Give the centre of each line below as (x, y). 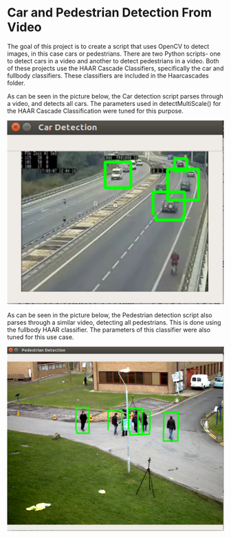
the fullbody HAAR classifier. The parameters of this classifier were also (109, 330)
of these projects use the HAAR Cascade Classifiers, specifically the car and (115, 68)
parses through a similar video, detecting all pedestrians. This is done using (114, 322)
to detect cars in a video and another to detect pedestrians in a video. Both (113, 61)
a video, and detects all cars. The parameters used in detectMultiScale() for (114, 103)
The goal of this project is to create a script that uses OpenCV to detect (108, 46)
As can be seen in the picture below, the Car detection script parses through (115, 96)
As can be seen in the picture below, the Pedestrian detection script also (110, 315)
